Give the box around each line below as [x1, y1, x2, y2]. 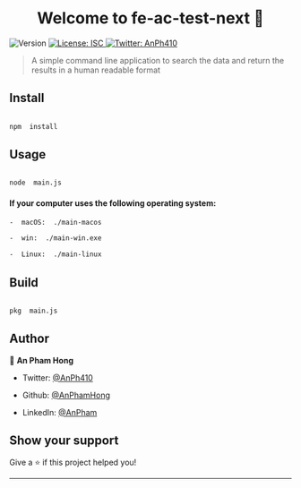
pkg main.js [9, 306, 58, 315]
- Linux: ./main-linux [9, 250, 102, 259]
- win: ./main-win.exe [9, 234, 102, 243]
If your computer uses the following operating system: [9, 197, 217, 209]
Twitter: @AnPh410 [21, 372, 94, 383]
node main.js [9, 178, 63, 187]
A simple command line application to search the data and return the [30, 55, 285, 65]
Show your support [9, 433, 119, 449]
